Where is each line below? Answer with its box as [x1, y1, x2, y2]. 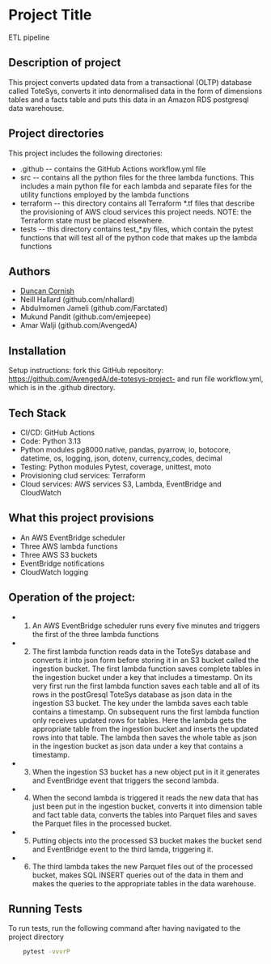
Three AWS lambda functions [19, 541, 119, 551]
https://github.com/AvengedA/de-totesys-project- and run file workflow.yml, [8, 374, 264, 384]
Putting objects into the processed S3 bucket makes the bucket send [32, 835, 263, 845]
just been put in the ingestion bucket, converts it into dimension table [32, 801, 263, 811]
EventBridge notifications [19, 558, 105, 568]
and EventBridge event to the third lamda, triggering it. [32, 844, 214, 854]
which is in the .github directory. [8, 383, 116, 393]
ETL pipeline [8, 32, 50, 42]
